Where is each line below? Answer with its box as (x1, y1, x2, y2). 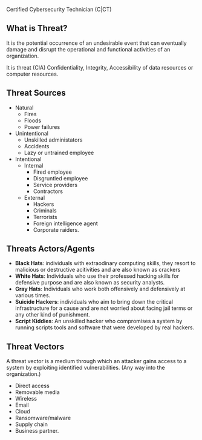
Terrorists (33, 213, 57, 220)
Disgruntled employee (33, 174, 88, 182)
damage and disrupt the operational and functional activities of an (6, 45, 171, 53)
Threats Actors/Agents (6, 244, 95, 254)
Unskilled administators (24, 136, 83, 143)
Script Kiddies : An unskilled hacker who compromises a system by (15, 318, 183, 325)
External (24, 194, 45, 201)
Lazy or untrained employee (24, 149, 94, 156)
